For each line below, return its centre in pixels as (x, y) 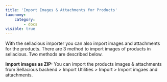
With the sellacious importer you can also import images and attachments (83, 43)
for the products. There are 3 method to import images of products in (78, 49)
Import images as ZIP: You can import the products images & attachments (83, 64)
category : (25, 19)
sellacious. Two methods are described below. (54, 54)
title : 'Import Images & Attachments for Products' (61, 10)
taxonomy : (16, 15)
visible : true (20, 29)
